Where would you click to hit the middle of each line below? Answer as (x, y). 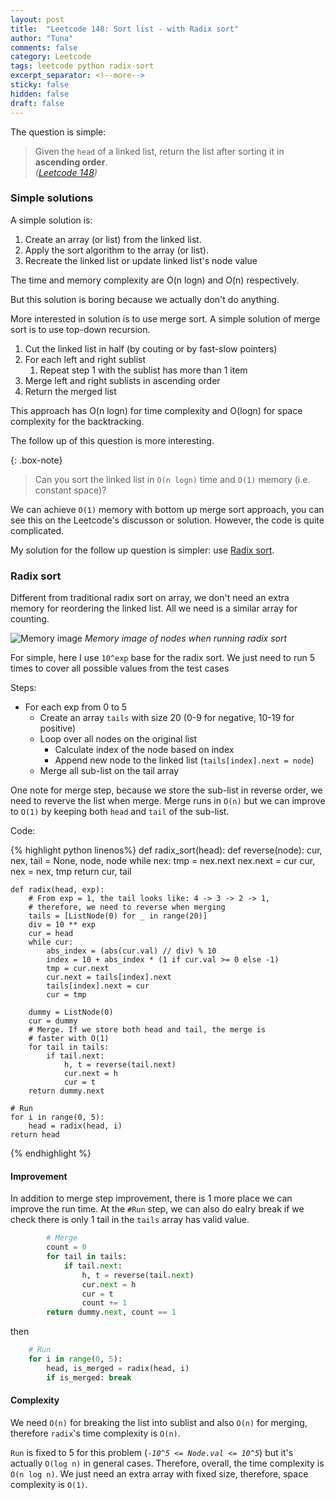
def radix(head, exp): (57, 890)
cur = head (51, 934)
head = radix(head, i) (75, 1126)
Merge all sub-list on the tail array (109, 771)
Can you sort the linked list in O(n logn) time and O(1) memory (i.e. (172, 479)
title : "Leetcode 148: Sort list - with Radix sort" (125, 29)
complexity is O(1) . (49, 1484)
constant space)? (70, 490)
